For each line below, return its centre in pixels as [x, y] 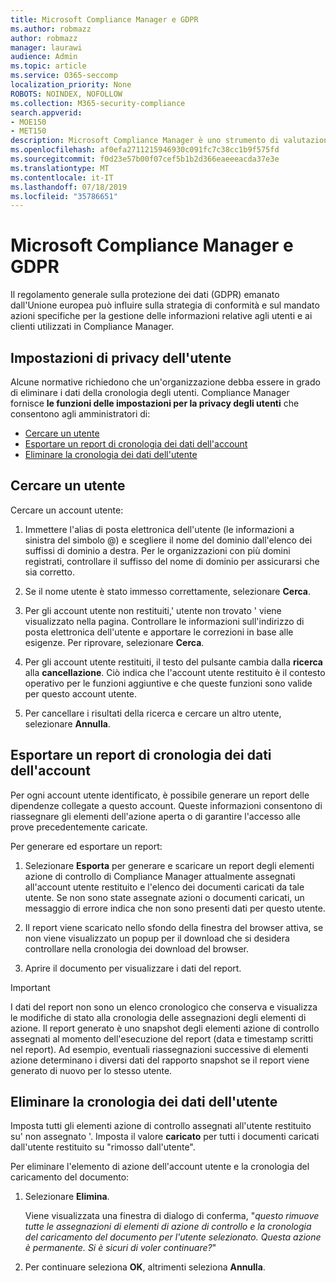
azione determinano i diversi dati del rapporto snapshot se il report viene [160, 1060]
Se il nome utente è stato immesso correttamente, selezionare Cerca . [168, 591]
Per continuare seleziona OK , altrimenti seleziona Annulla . [145, 1267]
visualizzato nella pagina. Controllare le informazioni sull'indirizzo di [164, 621]
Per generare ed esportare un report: [86, 846]
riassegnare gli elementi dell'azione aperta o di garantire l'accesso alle [155, 816]
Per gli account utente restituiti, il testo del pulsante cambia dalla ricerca [173, 662]
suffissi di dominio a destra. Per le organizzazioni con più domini [157, 550]
